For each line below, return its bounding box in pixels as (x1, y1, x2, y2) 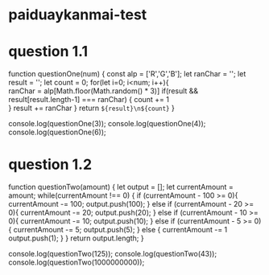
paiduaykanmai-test (8, 6, 147, 24)
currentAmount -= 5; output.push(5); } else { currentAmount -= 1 (13, 225, 228, 235)
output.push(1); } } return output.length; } (8, 233, 144, 243)
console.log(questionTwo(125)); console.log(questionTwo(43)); (8, 249, 217, 259)
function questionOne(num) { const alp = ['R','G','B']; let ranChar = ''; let (8, 69, 246, 79)
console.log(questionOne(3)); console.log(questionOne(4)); (8, 119, 206, 129)
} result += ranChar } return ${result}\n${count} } (8, 103, 175, 113)
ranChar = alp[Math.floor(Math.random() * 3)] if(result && (8, 86, 199, 96)
